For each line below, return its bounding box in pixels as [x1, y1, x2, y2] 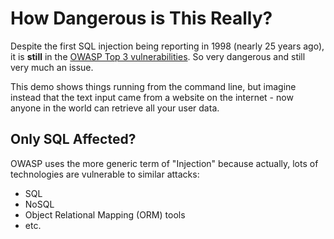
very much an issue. [10, 61, 94, 73]
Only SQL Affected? [10, 131, 137, 148]
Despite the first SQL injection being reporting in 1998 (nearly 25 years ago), [10, 40, 325, 52]
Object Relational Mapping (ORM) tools [24, 208, 186, 221]
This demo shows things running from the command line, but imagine [10, 80, 297, 92]
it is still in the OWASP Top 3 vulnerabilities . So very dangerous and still [10, 50, 306, 62]
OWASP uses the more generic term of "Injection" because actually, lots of [10, 157, 319, 169]
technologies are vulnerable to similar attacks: [10, 168, 200, 180]
